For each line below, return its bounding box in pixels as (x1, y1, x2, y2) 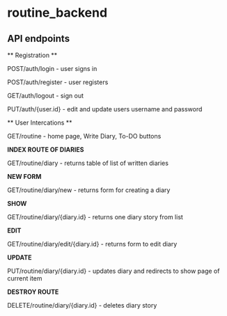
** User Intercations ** (7, 118, 72, 127)
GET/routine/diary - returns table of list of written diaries (7, 159, 169, 167)
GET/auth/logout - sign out (7, 92, 84, 100)
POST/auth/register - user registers (7, 78, 109, 86)
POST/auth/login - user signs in (7, 65, 97, 72)
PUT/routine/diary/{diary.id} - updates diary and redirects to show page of (7, 267, 220, 275)
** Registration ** (7, 51, 58, 59)
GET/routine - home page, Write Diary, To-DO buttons (7, 132, 162, 140)
